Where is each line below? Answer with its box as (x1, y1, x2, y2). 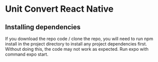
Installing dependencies (5, 23, 81, 31)
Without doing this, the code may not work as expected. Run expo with (5, 46, 149, 52)
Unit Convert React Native (5, 3, 114, 15)
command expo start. (5, 51, 48, 57)
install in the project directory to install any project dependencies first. (5, 41, 147, 47)
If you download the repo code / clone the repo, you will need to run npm (5, 36, 154, 41)
